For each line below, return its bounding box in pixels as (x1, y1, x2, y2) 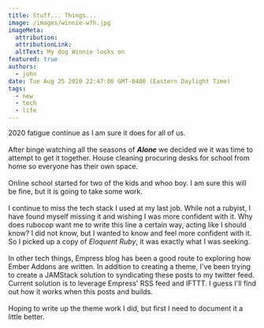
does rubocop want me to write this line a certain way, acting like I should (8, 220, 247, 229)
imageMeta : (8, 26, 44, 34)
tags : (8, 84, 26, 93)
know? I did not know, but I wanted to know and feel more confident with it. (8, 229, 252, 238)
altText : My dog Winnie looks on (15, 48, 125, 56)
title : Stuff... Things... (8, 11, 97, 20)
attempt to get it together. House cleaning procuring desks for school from (8, 153, 250, 162)
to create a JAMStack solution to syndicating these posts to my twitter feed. (8, 271, 255, 279)
